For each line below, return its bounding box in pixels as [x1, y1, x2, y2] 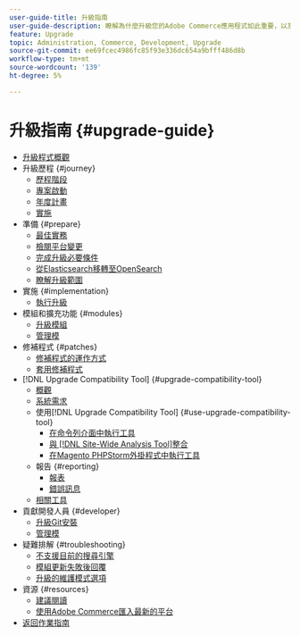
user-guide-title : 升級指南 [9, 13, 109, 22]
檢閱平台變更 [35, 240, 83, 251]
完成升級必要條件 [35, 252, 99, 263]
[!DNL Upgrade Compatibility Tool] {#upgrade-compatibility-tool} [21, 373, 262, 384]
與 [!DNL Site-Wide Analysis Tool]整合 [48, 439, 188, 449]
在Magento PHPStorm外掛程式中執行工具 [48, 449, 201, 460]
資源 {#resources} [21, 583, 89, 594]
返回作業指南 [21, 617, 70, 628]
